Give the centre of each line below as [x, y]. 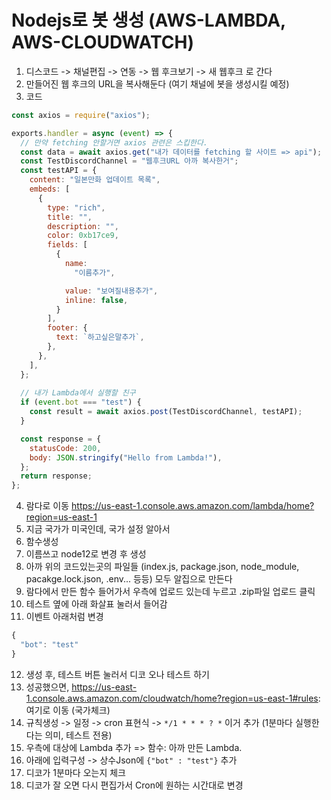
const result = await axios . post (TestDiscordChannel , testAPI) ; [166, 412]
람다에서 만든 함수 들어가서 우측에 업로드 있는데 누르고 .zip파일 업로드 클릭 [170, 592]
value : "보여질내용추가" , [111, 291]
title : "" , [70, 217]
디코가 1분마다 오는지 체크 [75, 772]
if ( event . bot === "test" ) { [81, 402]
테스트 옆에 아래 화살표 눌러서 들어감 [96, 604]
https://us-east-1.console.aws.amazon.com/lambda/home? [193, 506]
